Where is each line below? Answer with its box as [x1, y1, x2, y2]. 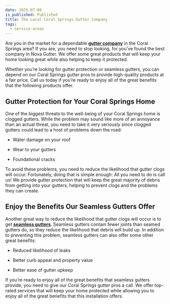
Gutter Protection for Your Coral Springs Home [5, 97, 156, 106]
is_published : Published [5, 12, 58, 17]
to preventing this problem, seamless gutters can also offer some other [5, 232, 154, 238]
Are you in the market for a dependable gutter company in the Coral [5, 40, 148, 46]
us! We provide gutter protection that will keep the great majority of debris [5, 177, 160, 183]
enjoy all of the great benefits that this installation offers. [5, 293, 123, 299]
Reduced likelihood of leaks [12, 247, 71, 253]
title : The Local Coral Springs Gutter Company [5, 17, 108, 22]
